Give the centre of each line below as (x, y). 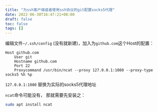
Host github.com (22, 53)
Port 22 (22, 66)
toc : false (16, 24)
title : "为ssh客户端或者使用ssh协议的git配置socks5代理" (60, 10)
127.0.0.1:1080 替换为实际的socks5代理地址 (51, 84)
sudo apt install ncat (29, 105)
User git (23, 57)
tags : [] (14, 28)
